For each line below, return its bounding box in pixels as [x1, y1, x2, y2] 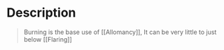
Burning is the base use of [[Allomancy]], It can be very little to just [23, 28, 217, 36]
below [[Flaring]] [23, 35, 73, 43]
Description [6, 5, 76, 21]
